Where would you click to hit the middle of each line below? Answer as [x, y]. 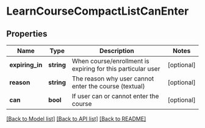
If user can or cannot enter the [115, 96]
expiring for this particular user [116, 69]
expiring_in [26, 65]
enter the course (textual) [108, 86]
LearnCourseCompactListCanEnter [98, 11]
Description [117, 51]
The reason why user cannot [113, 79]
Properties [27, 34]
